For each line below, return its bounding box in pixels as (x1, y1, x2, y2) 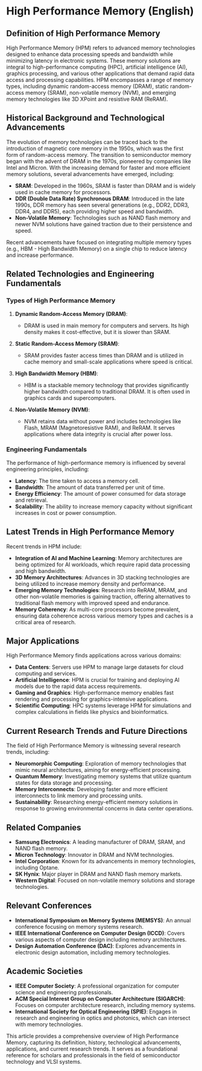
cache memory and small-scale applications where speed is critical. (24, 358, 194, 365)
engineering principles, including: (6, 466, 89, 473)
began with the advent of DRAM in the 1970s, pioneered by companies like (6, 157, 191, 165)
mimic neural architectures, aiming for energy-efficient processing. (14, 766, 181, 774)
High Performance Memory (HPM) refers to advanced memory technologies (6, 44, 196, 51)
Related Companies (6, 822, 81, 833)
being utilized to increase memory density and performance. (14, 580, 166, 587)
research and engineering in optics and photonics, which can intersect (14, 1014, 191, 1022)
